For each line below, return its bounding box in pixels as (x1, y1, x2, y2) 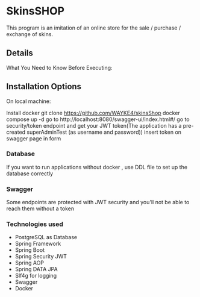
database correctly (6, 170, 53, 177)
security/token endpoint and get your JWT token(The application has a (6, 122, 182, 129)
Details (6, 48, 33, 58)
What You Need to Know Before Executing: (6, 64, 113, 71)
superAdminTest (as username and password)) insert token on (27, 128, 182, 136)
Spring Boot (14, 246, 45, 254)
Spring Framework (14, 240, 61, 248)
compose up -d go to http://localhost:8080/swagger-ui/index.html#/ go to (6, 116, 190, 123)
